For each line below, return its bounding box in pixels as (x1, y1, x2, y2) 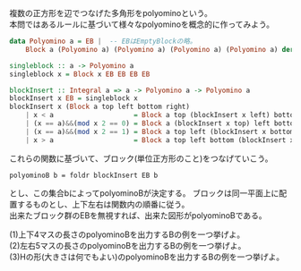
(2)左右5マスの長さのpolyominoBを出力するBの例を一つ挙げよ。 (9, 240, 246, 250)
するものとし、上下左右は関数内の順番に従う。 (16, 199, 190, 209)
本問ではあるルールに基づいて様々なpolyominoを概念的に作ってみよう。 (9, 19, 275, 30)
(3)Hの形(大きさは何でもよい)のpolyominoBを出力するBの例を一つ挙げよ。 (9, 251, 285, 262)
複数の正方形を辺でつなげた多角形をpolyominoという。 (9, 8, 212, 18)
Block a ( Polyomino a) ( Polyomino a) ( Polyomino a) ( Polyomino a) (25, 45, 279, 54)
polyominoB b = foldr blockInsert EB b (9, 171, 159, 180)
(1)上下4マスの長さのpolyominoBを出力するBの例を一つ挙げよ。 (9, 229, 245, 240)
